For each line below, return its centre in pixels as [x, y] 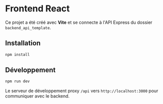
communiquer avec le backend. [37, 96]
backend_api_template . [28, 27]
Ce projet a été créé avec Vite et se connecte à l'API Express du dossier [79, 22]
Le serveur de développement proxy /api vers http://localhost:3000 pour [82, 91]
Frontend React [38, 9]
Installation [23, 43]
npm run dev [17, 81]
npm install [17, 54]
